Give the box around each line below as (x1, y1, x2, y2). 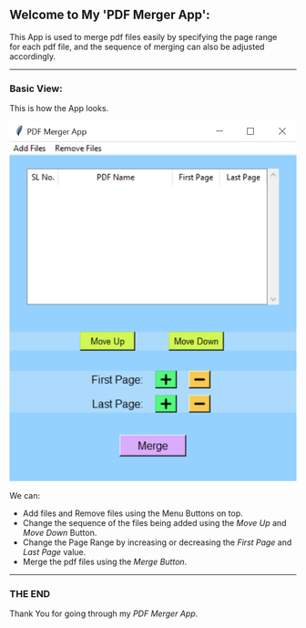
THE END (9, 587, 51, 600)
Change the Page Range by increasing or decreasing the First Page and (22, 537, 292, 548)
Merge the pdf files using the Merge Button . (22, 556, 188, 567)
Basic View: (9, 82, 63, 95)
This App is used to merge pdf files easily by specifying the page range (9, 31, 278, 42)
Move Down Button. (22, 527, 97, 538)
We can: (9, 489, 41, 500)
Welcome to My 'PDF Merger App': (9, 7, 211, 23)
